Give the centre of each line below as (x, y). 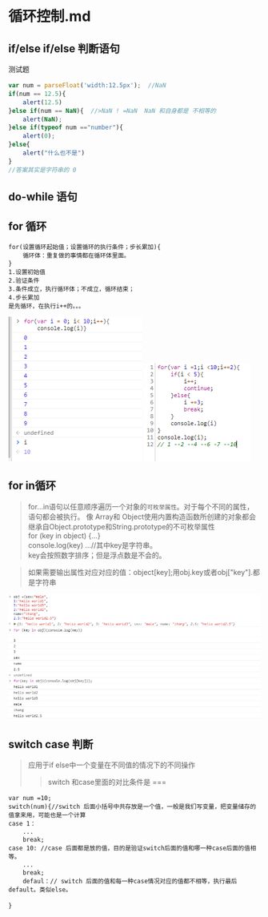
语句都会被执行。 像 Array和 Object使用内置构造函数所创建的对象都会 (142, 517)
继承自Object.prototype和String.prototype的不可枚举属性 (122, 526)
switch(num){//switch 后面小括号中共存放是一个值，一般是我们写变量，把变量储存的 (132, 807)
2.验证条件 (24, 280)
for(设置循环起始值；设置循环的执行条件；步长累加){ (85, 247)
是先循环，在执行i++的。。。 (47, 306)
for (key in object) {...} (64, 535)
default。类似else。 (40, 890)
